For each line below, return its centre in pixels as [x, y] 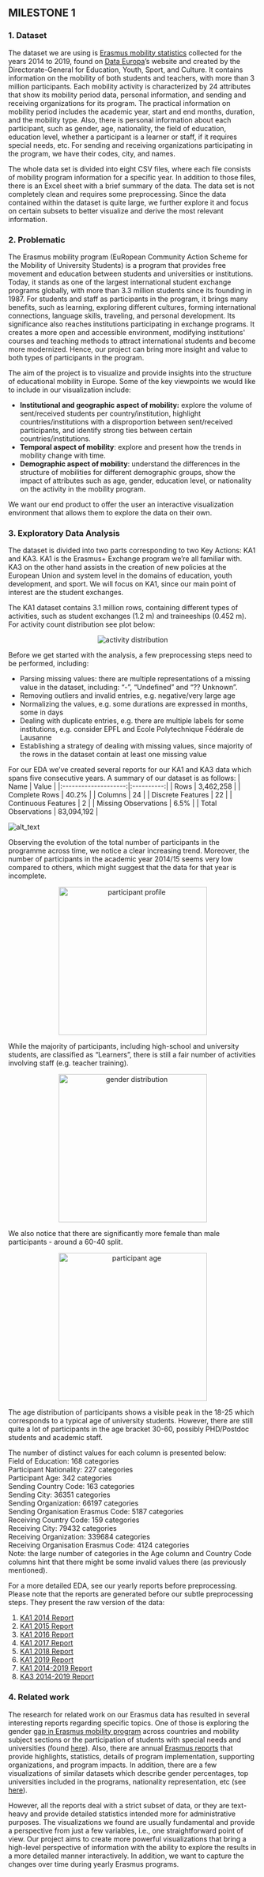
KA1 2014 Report [47, 1618]
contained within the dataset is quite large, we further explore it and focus [128, 202]
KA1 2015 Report [46, 1626]
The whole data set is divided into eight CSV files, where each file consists [130, 168]
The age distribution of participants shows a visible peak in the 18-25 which [131, 1412]
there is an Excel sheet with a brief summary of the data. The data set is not [131, 186]
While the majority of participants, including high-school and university [124, 1046]
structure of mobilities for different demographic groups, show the [127, 472]
